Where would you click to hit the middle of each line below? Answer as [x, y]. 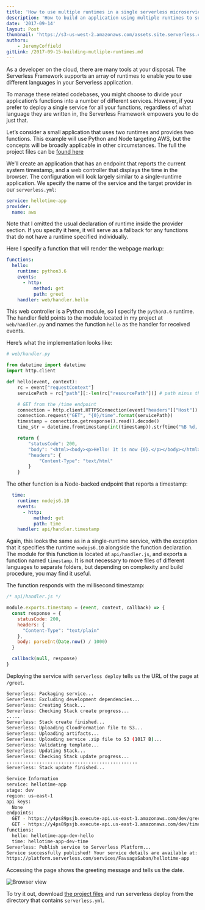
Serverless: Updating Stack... [46, 751]
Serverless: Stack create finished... [56, 722]
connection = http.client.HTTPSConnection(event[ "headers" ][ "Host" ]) [108, 410]
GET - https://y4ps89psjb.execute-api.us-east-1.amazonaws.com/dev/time [106, 824]
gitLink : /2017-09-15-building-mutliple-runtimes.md [75, 52]
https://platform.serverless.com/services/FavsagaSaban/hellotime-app [98, 859]
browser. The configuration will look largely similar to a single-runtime [94, 176]
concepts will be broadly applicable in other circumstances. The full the [96, 145]
